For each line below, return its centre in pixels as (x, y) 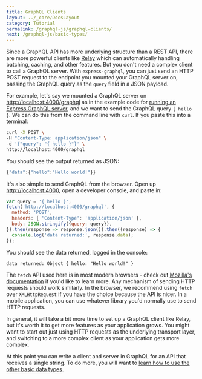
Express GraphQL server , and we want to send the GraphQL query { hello (99, 109)
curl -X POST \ (25, 133)
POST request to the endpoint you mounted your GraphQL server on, (92, 78)
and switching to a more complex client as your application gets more (93, 338)
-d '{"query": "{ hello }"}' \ (46, 144)
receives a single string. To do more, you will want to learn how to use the (98, 363)
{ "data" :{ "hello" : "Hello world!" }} (51, 172)
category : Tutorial (31, 23)
